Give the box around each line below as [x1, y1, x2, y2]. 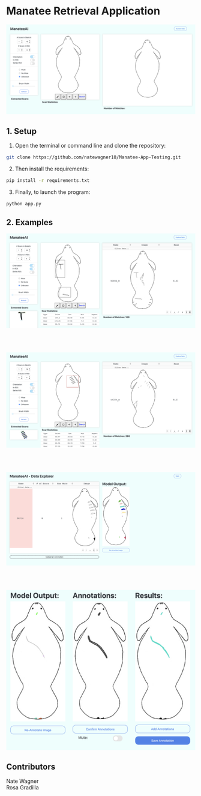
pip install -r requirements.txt [6, 177, 90, 184]
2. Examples [6, 217, 53, 228]
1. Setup [6, 126, 37, 136]
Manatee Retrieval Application [6, 4, 161, 18]
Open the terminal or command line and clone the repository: [14, 142, 166, 149]
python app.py [6, 201, 42, 207]
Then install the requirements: [14, 165, 89, 172]
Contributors [6, 762, 56, 772]
